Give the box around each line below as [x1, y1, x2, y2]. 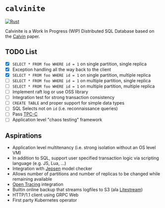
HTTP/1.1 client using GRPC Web [12, 192, 79, 198]
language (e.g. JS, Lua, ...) [12, 160, 66, 166]
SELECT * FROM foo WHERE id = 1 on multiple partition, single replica [12, 77, 151, 83]
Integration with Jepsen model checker [12, 165, 93, 172]
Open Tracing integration [12, 181, 63, 187]
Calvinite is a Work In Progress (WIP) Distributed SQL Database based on [5, 28, 155, 34]
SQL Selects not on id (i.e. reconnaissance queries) [12, 105, 118, 111]
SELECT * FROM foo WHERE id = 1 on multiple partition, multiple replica [12, 83, 155, 89]
